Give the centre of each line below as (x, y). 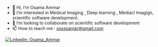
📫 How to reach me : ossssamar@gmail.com (58, 28)
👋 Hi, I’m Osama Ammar (36, 8)
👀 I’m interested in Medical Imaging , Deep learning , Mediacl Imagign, (83, 13)
